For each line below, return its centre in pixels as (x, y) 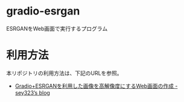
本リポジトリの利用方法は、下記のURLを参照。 (64, 73)
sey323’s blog (32, 92)
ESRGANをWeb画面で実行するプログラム (57, 28)
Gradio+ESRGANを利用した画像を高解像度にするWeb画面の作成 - (96, 86)
